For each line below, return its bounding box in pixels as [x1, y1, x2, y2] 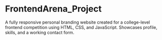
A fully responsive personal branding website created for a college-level [5, 19, 150, 25]
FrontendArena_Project [5, 3, 102, 14]
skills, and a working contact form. [5, 29, 75, 35]
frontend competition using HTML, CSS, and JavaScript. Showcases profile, [5, 24, 158, 30]
